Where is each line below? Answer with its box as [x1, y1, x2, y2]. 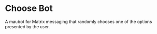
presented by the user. [5, 23, 50, 29]
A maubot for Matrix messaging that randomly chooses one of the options [5, 19, 152, 24]
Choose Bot [5, 3, 53, 14]
